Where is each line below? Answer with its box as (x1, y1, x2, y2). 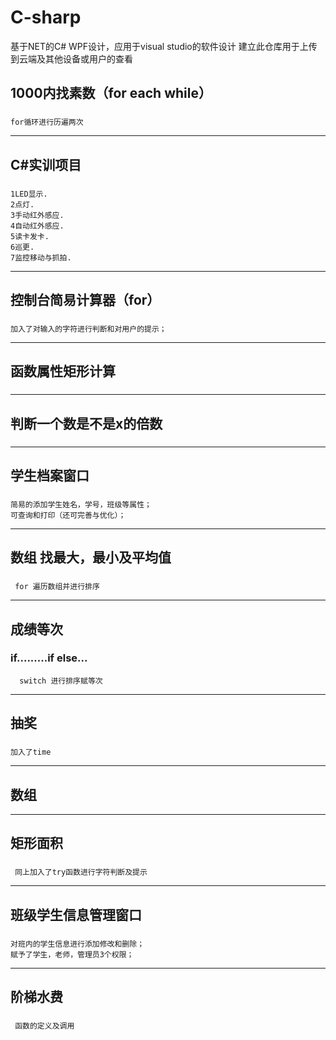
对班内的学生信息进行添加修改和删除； (10, 939, 145, 949)
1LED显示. (10, 189, 48, 199)
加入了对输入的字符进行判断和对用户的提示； (10, 324, 167, 334)
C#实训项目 (10, 156, 82, 173)
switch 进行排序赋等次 (19, 676, 103, 686)
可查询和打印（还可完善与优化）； (10, 510, 127, 520)
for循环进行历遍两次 (10, 117, 84, 128)
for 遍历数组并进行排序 (14, 582, 100, 592)
